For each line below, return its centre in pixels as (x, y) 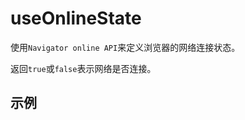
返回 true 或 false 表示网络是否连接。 (83, 68)
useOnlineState (76, 18)
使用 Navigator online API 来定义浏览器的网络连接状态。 (125, 47)
